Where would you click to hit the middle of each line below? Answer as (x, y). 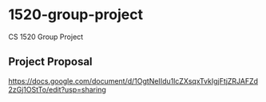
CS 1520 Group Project (46, 37)
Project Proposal (51, 62)
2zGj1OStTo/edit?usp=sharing (57, 89)
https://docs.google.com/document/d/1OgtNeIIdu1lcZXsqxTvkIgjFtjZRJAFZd (133, 80)
